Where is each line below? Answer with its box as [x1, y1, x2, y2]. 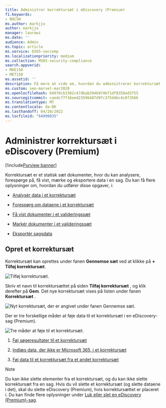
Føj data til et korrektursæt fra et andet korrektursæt [12, 356, 119, 362]
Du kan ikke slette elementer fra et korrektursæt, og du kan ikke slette [5, 376, 148, 382]
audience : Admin [5, 40, 39, 45]
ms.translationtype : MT [5, 100, 55, 105]
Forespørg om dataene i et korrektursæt [12, 202, 94, 207]
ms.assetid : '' [5, 77, 37, 82]
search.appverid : [5, 63, 41, 68]
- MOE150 [5, 68, 23, 73]
